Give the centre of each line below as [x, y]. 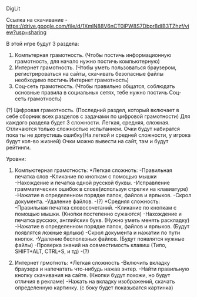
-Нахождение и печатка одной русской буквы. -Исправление [92, 183]
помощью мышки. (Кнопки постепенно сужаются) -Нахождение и [98, 214]
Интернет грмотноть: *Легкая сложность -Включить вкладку [92, 263]
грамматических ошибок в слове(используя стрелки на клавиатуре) [101, 189]
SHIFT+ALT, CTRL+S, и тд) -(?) [52, 251]
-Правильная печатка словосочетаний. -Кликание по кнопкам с [96, 207]
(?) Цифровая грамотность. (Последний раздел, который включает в [93, 110]
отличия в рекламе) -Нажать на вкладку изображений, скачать [95, 281]
